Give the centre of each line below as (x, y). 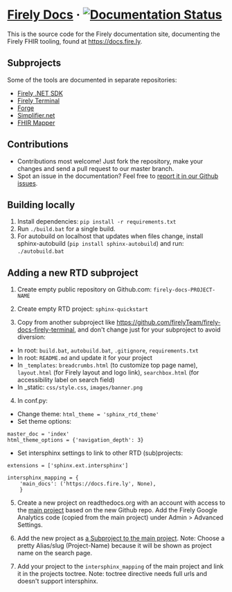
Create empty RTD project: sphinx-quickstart (83, 309)
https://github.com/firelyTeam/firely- (169, 323)
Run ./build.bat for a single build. (66, 229)
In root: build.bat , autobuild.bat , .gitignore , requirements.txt (108, 350)
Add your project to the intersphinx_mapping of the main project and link (120, 566)
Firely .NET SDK (40, 93)
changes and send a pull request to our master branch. (96, 168)
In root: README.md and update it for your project (84, 358)
